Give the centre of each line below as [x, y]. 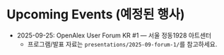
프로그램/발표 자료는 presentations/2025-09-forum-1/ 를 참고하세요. [122, 44]
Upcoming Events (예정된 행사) [96, 14]
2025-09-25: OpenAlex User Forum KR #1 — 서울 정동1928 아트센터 [114, 35]
